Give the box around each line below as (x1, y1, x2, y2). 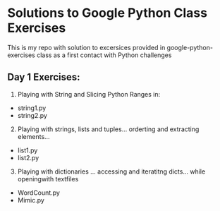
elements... (17, 132, 51, 140)
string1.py (17, 104, 47, 112)
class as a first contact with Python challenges (36, 51, 172, 59)
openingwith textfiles (17, 174, 79, 183)
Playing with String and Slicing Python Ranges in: (17, 90, 161, 98)
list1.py (17, 146, 38, 155)
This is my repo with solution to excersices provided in (7, 43, 166, 52)
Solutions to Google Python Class (7, 5, 208, 21)
